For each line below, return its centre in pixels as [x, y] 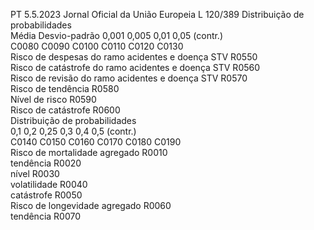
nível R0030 [35, 173]
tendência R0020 [46, 163]
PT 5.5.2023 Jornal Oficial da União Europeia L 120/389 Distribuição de [157, 14]
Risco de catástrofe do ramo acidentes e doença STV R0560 [135, 67]
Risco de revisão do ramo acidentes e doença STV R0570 [129, 78]
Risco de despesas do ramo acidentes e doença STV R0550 [134, 57]
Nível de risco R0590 [53, 99]
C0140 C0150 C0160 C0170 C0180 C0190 [96, 142]
